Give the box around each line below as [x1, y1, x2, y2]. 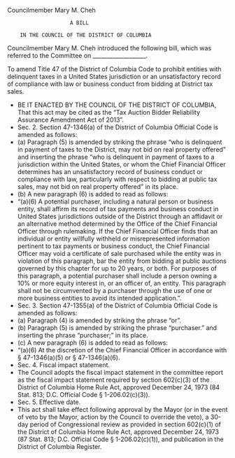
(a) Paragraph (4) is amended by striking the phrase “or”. [17, 316, 182, 324]
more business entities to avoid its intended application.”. [17, 294, 182, 302]
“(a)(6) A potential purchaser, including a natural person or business [17, 197, 214, 206]
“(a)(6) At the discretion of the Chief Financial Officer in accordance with [17, 346, 227, 354]
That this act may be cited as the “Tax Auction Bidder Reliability [17, 108, 201, 116]
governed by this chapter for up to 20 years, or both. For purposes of [17, 264, 218, 272]
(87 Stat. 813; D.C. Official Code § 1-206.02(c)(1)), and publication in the [17, 435, 224, 443]
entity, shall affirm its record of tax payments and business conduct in [17, 205, 219, 213]
